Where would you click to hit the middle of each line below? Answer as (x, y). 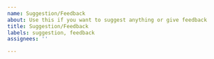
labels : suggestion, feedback (51, 33)
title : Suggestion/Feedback (48, 26)
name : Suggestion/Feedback (46, 13)
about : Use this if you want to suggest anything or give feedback (107, 20)
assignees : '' (28, 39)
